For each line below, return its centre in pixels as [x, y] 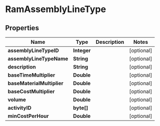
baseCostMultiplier [31, 91]
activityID [20, 108]
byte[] [81, 108]
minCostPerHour [28, 116]
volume [17, 100]
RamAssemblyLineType [56, 9]
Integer [82, 50]
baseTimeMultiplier [31, 75]
